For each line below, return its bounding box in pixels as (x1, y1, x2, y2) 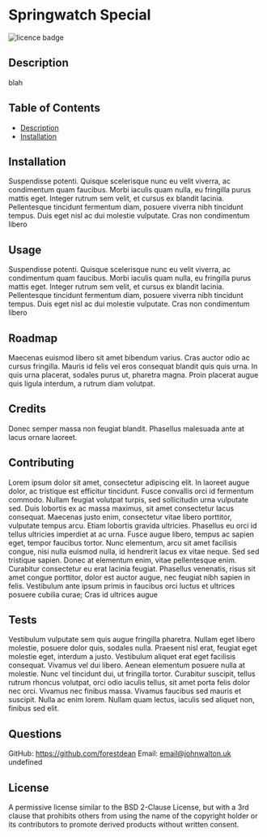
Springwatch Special (8, 6, 151, 24)
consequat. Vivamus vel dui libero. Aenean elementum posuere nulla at (8, 660, 245, 671)
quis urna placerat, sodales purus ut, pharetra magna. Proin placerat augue (8, 370, 259, 379)
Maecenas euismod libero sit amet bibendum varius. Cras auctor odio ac (8, 353, 251, 362)
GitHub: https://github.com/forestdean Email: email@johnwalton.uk (8, 749, 231, 758)
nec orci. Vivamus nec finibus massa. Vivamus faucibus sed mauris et (8, 686, 241, 696)
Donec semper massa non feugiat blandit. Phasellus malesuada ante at (8, 424, 245, 434)
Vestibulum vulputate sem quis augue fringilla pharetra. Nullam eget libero (8, 635, 256, 645)
